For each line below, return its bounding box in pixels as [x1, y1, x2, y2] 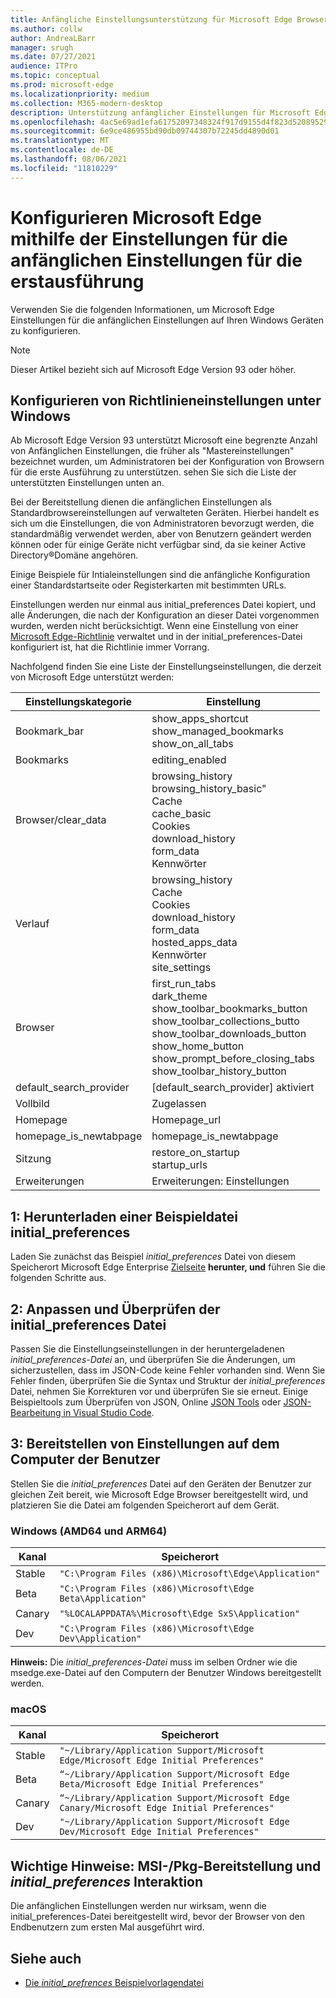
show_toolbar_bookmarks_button [151, 1002, 308, 1016]
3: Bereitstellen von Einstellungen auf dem [10, 1436, 280, 1453]
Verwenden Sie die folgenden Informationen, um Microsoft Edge [10, 303, 275, 315]
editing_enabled [151, 753, 227, 767]
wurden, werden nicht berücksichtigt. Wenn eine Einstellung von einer [10, 620, 299, 632]
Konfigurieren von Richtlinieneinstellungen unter [10, 392, 322, 409]
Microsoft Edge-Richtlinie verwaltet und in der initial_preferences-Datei [10, 631, 303, 643]
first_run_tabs [151, 977, 217, 991]
